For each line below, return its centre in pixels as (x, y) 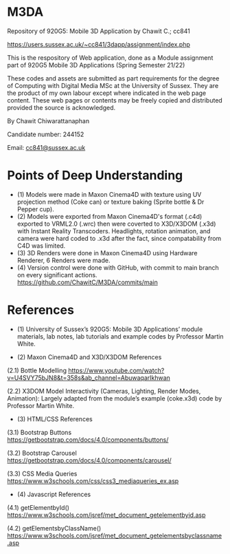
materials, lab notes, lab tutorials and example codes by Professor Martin (120, 336)
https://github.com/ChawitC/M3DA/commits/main (87, 282)
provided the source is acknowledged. (61, 107)
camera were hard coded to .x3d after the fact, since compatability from (119, 238)
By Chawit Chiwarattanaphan (48, 120)
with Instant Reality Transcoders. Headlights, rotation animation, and (114, 231)
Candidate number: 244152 (46, 134)
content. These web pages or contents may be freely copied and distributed (115, 100)
